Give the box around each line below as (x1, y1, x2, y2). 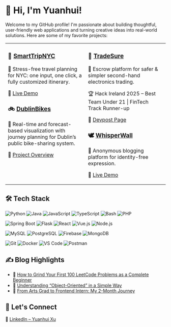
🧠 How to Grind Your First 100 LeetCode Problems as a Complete (12, 271, 149, 278)
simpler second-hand (88, 71, 140, 79)
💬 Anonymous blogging (88, 147, 144, 154)
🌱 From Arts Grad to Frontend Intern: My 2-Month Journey (12, 288, 135, 294)
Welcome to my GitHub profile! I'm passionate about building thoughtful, (5, 21, 157, 28)
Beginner (12, 277, 32, 283)
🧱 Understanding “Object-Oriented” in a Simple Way (12, 283, 122, 289)
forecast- (48, 120, 72, 128)
